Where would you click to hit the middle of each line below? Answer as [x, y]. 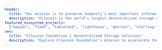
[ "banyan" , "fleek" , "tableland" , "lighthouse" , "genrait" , [71, 27]
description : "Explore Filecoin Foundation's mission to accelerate [79, 40]
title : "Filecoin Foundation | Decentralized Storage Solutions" [76, 36]
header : [12, 9]
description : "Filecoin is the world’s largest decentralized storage [81, 18]
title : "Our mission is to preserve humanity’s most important [74, 14]
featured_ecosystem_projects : [35, 23]
